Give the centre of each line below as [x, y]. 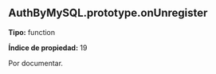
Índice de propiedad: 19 [48, 48]
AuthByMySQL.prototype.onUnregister [108, 13]
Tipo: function [32, 32]
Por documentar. [36, 63]
